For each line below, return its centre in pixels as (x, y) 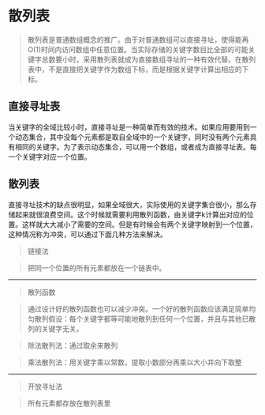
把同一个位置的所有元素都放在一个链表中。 (97, 268)
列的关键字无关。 (55, 328)
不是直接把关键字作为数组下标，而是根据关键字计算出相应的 (145, 69)
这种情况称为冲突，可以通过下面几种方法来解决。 (88, 234)
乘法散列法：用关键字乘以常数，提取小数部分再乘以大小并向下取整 (134, 362)
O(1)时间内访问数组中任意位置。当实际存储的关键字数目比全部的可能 (138, 49)
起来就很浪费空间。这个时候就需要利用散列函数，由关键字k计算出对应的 (131, 214)
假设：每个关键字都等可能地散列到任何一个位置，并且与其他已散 (152, 319)
